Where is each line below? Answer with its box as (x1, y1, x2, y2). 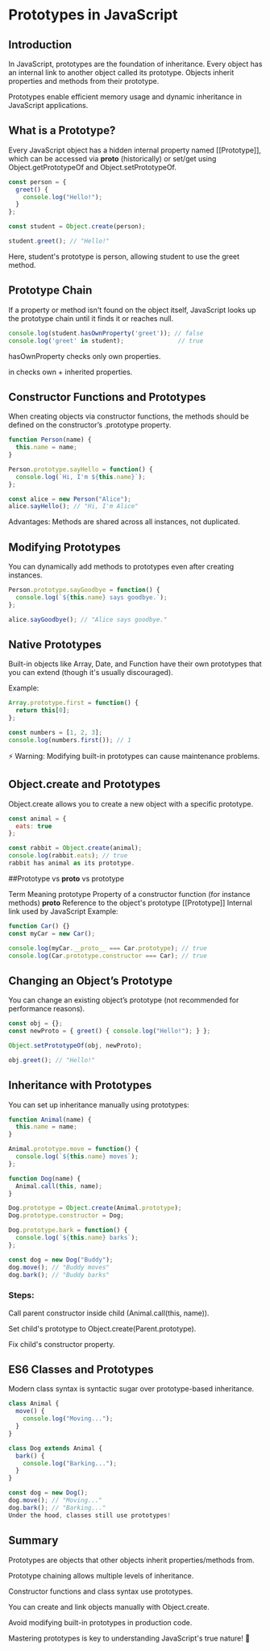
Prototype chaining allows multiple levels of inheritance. (8, 1570, 194, 1580)
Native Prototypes (8, 638, 102, 652)
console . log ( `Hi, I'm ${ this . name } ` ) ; (15, 473, 147, 481)
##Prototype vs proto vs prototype (8, 873, 125, 883)
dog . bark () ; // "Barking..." (8, 1503, 106, 1511)
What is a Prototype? (8, 123, 116, 138)
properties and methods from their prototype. (8, 77, 160, 85)
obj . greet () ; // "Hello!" (8, 1056, 95, 1064)
